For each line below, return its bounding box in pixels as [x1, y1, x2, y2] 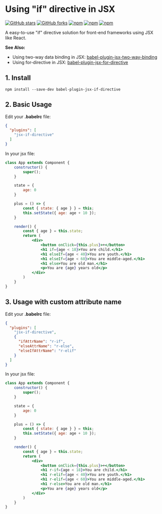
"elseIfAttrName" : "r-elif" [18, 348, 77, 353]
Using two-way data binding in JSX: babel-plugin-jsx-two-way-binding [12, 54, 158, 60]
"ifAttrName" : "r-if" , [18, 339, 65, 344]
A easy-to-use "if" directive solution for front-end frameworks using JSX [5, 29, 154, 35]
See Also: [5, 44, 26, 50]
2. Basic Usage [5, 100, 52, 109]
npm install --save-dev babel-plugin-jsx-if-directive [5, 87, 121, 92]
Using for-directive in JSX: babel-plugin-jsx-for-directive [12, 59, 128, 65]
